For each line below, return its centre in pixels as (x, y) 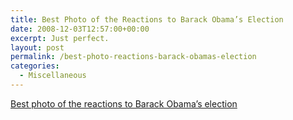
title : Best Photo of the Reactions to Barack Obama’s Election (147, 19)
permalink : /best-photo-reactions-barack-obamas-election (133, 57)
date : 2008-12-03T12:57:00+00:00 (80, 29)
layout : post (37, 47)
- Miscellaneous (53, 76)
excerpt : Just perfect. (60, 38)
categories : (35, 66)
